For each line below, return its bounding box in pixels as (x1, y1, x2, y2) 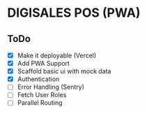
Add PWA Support (17, 59, 70, 68)
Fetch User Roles (17, 91, 67, 99)
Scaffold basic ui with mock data (17, 67, 111, 76)
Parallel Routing (17, 99, 63, 107)
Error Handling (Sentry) (17, 83, 85, 92)
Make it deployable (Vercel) (17, 51, 97, 59)
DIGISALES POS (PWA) (7, 5, 141, 21)
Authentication (17, 75, 60, 83)
